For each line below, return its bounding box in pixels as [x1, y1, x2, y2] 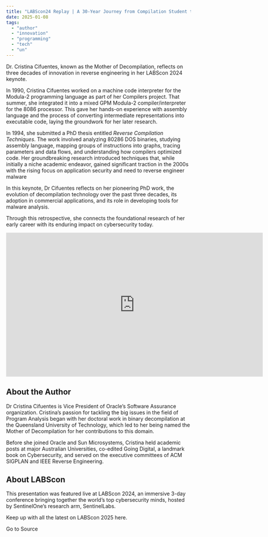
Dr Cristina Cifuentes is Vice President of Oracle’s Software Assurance [6, 402, 177, 410]
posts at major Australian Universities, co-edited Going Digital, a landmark [6, 445, 185, 452]
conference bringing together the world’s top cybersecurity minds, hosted [6, 496, 185, 504]
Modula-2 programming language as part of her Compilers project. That [6, 93, 180, 100]
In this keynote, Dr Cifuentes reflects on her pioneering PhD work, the [6, 184, 175, 192]
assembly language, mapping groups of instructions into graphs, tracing [6, 142, 181, 149]
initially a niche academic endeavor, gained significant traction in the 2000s [6, 160, 189, 167]
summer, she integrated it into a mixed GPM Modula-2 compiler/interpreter [6, 99, 186, 106]
